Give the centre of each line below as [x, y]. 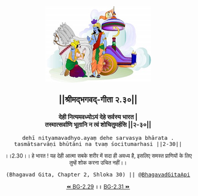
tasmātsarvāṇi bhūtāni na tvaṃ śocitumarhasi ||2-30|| [98, 144]
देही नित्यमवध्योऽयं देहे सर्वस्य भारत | [98, 117]
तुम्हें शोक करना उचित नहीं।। [98, 162]
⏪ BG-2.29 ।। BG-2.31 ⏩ [98, 186]
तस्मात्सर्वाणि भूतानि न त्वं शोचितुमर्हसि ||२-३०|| [98, 125]
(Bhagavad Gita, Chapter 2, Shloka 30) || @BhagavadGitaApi [98, 174]
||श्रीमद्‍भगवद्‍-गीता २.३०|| [98, 100]
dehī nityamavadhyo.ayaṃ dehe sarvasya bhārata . [98, 138]
